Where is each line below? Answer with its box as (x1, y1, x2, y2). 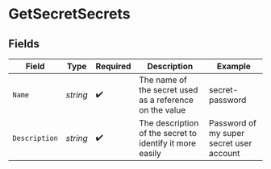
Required (95, 61, 131, 72)
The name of (139, 74, 188, 85)
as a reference (139, 94, 194, 105)
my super (208, 128, 244, 138)
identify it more (139, 138, 196, 149)
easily (139, 148, 161, 159)
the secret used (139, 84, 198, 95)
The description (139, 117, 199, 129)
